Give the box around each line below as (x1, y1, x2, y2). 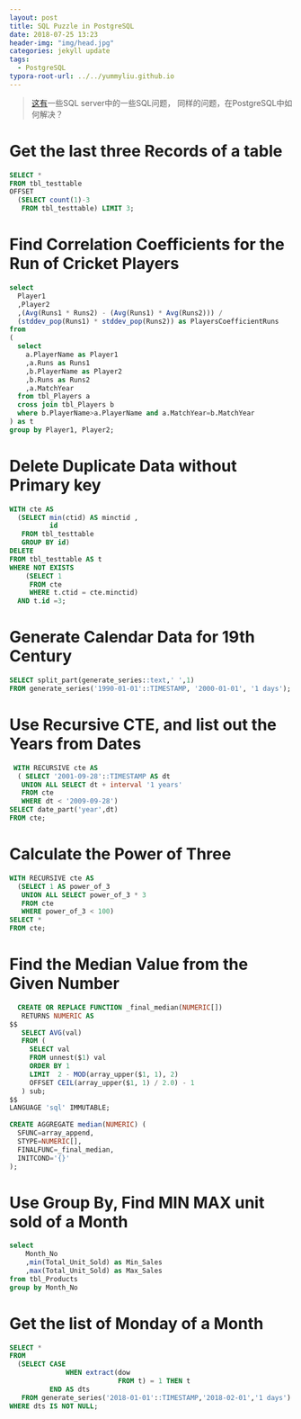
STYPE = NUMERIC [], (17, 1136, 83, 1145)
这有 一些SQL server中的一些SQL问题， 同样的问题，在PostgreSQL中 (31, 97, 285, 108)
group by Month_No (9, 1283, 78, 1292)
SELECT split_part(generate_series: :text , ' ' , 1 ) (9, 676, 195, 685)
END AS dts (49, 1385, 91, 1394)
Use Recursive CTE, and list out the (9, 714, 277, 735)
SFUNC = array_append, (17, 1128, 94, 1138)
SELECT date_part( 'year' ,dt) (9, 805, 119, 814)
